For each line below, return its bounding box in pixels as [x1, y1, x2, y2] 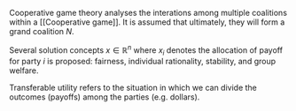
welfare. [9, 65, 39, 76]
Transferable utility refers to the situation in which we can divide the [9, 83, 257, 93]
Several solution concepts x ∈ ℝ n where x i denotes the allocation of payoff [9, 43, 284, 57]
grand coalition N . [9, 26, 74, 36]
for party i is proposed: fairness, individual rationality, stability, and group [9, 56, 277, 67]
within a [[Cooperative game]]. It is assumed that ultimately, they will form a [9, 17, 285, 27]
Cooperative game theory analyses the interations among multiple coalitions [9, 8, 288, 18]
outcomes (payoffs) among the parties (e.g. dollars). [9, 92, 200, 102]
